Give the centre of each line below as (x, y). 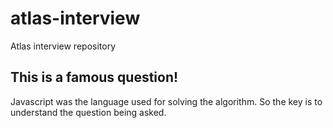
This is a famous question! (94, 77)
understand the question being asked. (88, 112)
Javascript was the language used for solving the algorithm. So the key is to (166, 101)
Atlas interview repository (63, 46)
